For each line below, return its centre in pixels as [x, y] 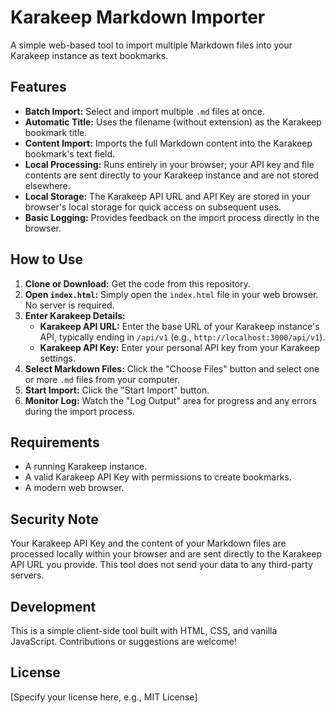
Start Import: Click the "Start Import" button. [117, 390]
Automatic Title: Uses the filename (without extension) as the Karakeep [173, 122]
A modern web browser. [74, 488]
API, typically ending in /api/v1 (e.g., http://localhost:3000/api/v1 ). [182, 337]
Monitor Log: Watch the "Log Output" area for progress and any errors [170, 400]
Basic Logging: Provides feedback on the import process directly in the [172, 217]
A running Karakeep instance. [86, 467]
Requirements [55, 442]
